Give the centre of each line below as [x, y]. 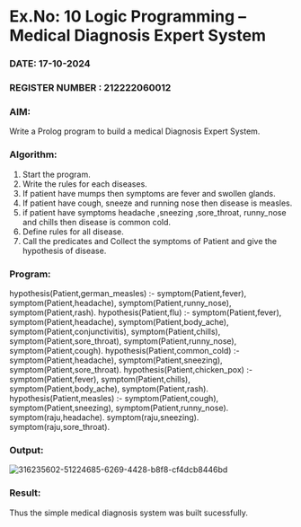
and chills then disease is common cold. [97, 222]
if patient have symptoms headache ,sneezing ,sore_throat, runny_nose [154, 212]
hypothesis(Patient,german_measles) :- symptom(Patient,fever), [128, 293]
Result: [25, 493]
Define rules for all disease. [73, 232]
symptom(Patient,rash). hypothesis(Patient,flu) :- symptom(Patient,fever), [146, 312]
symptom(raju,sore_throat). [60, 426]
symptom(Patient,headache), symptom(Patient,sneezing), [116, 360]
